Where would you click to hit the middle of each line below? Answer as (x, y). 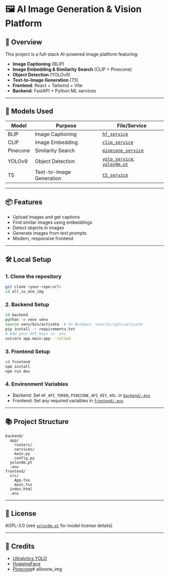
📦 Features (24, 202)
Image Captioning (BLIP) (38, 64)
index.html (21, 489)
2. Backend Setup (27, 304)
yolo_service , (118, 159)
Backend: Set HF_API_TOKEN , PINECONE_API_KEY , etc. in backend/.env (81, 395)
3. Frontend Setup (28, 351)
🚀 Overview (24, 42)
